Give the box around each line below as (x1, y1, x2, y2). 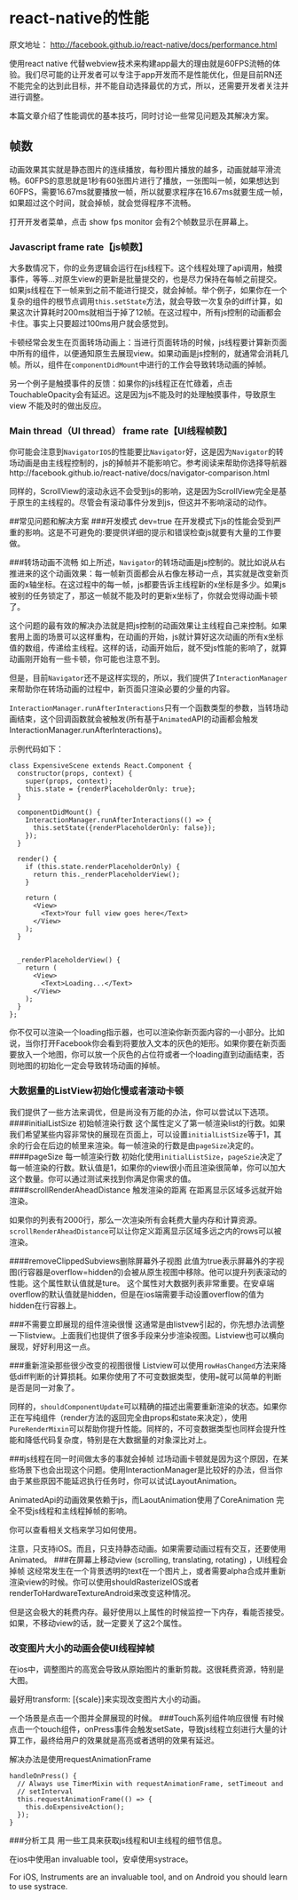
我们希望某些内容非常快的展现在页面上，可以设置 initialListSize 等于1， (9, 1129, 275, 1139)
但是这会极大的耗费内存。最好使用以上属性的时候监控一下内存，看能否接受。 (9, 1606, 289, 1617)
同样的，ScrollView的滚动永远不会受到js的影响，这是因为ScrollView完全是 (9, 486, 279, 497)
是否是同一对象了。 (9, 1382, 80, 1393)
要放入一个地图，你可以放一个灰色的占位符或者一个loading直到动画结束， (9, 1050, 278, 1060)
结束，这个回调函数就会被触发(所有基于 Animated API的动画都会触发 (16, 714, 259, 724)
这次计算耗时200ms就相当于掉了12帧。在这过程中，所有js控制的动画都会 (16, 307, 282, 318)
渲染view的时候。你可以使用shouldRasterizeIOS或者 (9, 1577, 200, 1587)
